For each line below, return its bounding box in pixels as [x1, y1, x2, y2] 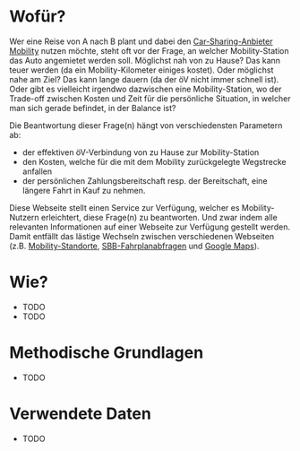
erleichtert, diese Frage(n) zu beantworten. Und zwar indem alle [40, 212, 278, 222]
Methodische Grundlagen [9, 343, 204, 363]
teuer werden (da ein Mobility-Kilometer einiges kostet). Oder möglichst [9, 65, 274, 75]
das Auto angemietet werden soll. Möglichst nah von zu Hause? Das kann [9, 55, 280, 65]
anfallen [21, 166, 52, 177]
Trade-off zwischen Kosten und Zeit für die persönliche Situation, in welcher [9, 92, 291, 104]
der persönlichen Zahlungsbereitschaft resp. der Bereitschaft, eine [21, 175, 268, 186]
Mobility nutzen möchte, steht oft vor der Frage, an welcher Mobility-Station [9, 45, 289, 56]
